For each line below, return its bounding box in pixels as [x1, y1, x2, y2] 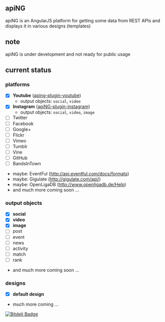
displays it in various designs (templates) [5, 23, 91, 29]
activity [12, 245, 28, 252]
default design [12, 291, 44, 297]
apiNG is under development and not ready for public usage [5, 51, 131, 57]
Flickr [12, 132, 24, 138]
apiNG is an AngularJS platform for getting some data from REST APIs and [5, 17, 160, 23]
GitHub [12, 155, 28, 161]
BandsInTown [12, 160, 41, 166]
